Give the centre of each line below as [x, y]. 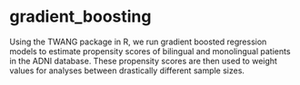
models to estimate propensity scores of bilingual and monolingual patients [150, 51]
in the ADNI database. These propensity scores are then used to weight [143, 61]
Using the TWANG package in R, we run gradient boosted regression [138, 42]
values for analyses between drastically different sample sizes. [127, 71]
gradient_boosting [80, 17]
